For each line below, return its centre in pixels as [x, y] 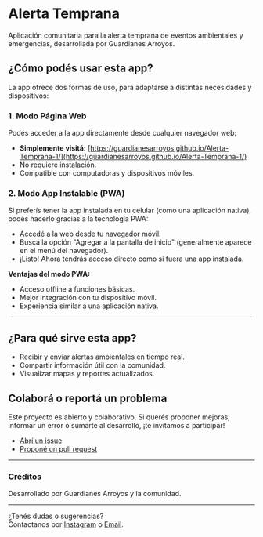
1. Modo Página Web [47, 116]
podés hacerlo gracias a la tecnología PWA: [78, 219]
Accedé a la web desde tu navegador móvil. [90, 234]
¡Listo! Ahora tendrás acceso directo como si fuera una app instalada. [131, 259]
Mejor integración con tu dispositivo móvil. [88, 298]
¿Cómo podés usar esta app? [81, 69]
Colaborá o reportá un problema [88, 398]
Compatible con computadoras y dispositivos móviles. [107, 173]
